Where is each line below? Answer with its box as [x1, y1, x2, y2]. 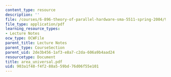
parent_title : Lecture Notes [5, 41, 67, 46]
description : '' [5, 12, 40, 17]
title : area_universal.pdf [5, 59, 63, 64]
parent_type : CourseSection [5, 45, 65, 50]
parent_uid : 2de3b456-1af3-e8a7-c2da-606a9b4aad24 [5, 50, 115, 55]
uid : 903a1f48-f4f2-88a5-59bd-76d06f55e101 [5, 64, 99, 69]
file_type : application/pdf [5, 21, 65, 27]
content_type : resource [5, 7, 56, 13]
